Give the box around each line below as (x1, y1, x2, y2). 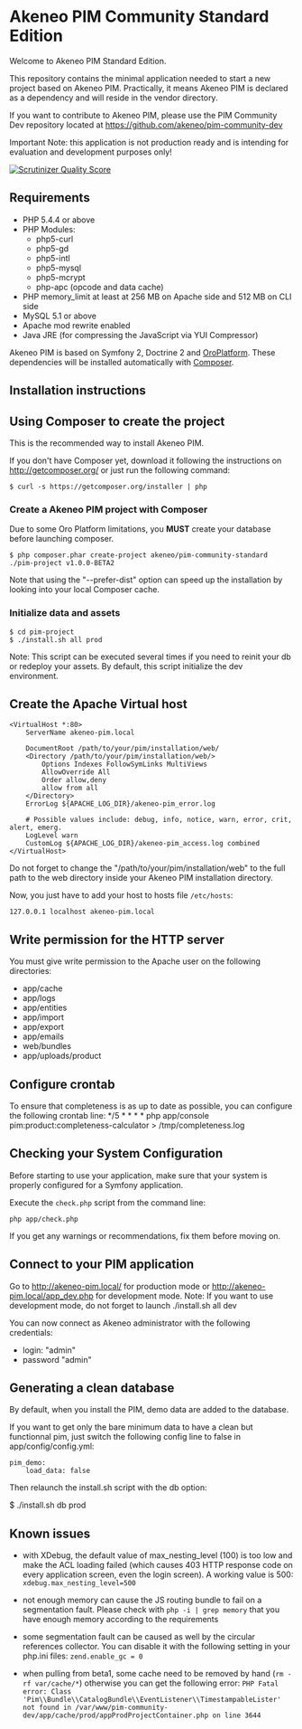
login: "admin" (22, 1345, 77, 1356)
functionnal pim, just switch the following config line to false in (9, 1431, 242, 1442)
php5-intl (35, 252, 70, 263)
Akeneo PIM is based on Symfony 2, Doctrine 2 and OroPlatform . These (9, 346, 276, 358)
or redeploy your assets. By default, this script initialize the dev (9, 660, 243, 671)
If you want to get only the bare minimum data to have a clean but (9, 1422, 254, 1432)
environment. (9, 670, 59, 681)
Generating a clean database (9, 1381, 175, 1395)
